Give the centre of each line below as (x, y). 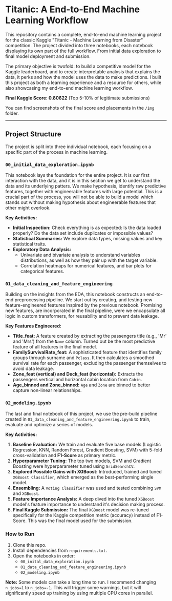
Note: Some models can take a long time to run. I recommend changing (81, 582)
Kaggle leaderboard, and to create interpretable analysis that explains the (83, 71)
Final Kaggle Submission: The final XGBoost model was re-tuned (81, 510)
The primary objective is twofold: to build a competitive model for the (78, 66)
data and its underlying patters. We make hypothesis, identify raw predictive (86, 186)
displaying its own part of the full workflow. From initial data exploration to (83, 51)
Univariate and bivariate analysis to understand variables (80, 255)
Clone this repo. (29, 545)
